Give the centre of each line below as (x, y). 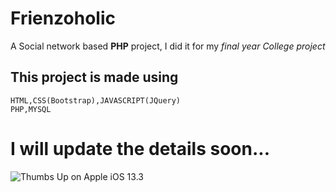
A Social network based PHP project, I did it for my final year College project (168, 46)
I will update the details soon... (140, 148)
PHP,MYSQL (31, 109)
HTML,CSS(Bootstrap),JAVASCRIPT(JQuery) (96, 100)
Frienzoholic (63, 18)
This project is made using (94, 77)
